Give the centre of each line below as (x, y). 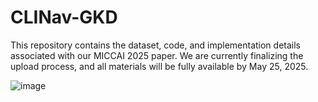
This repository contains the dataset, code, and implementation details (155, 45)
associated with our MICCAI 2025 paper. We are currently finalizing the (157, 55)
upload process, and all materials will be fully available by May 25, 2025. (159, 66)
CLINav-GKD (64, 17)
